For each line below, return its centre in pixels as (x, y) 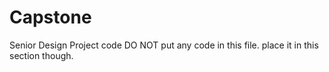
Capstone (50, 17)
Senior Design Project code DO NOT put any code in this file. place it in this (164, 45)
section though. (41, 55)
